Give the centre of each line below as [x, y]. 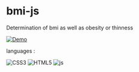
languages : [21, 51]
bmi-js [23, 11]
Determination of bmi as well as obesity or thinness [70, 28]
